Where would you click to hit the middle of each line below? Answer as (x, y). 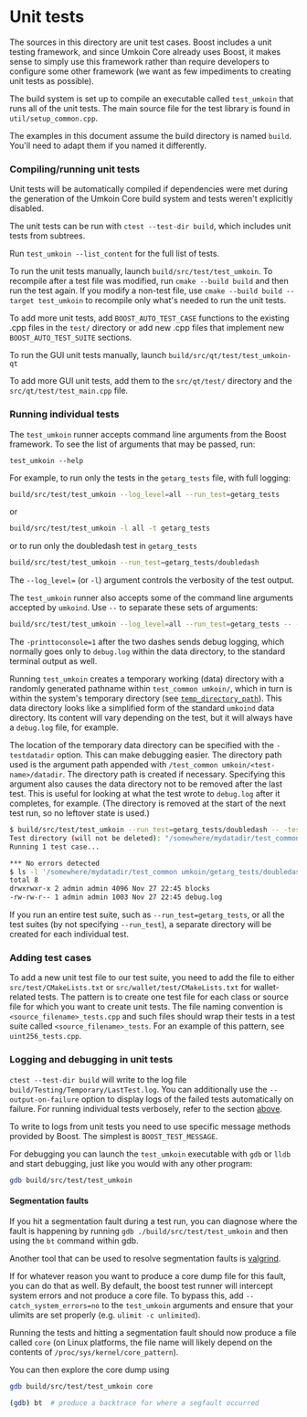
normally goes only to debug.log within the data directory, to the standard (148, 651)
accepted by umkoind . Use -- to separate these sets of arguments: (134, 608)
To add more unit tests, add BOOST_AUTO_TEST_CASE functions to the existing (149, 318)
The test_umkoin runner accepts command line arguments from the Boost (148, 434)
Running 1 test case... (55, 847)
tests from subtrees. (48, 236)
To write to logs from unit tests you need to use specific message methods (150, 1126)
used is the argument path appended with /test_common (114, 765)
